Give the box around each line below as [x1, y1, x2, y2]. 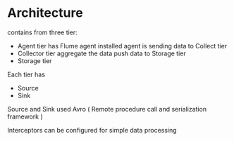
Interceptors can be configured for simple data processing [7, 126, 178, 134]
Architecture [7, 5, 83, 21]
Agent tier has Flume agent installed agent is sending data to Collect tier [17, 41, 228, 50]
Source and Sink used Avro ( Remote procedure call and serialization [7, 105, 207, 113]
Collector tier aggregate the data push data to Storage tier [17, 49, 186, 58]
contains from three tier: [7, 28, 78, 36]
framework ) [7, 112, 44, 121]
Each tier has [7, 70, 46, 79]
